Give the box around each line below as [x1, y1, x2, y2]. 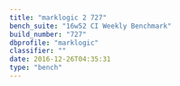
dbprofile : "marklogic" [9, 38, 99, 47]
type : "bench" [9, 64, 63, 73]
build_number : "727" [9, 30, 88, 39]
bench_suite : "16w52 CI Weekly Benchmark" [9, 21, 172, 30]
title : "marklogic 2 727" [9, 13, 107, 22]
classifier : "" [9, 47, 67, 56]
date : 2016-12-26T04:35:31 [9, 55, 111, 64]
